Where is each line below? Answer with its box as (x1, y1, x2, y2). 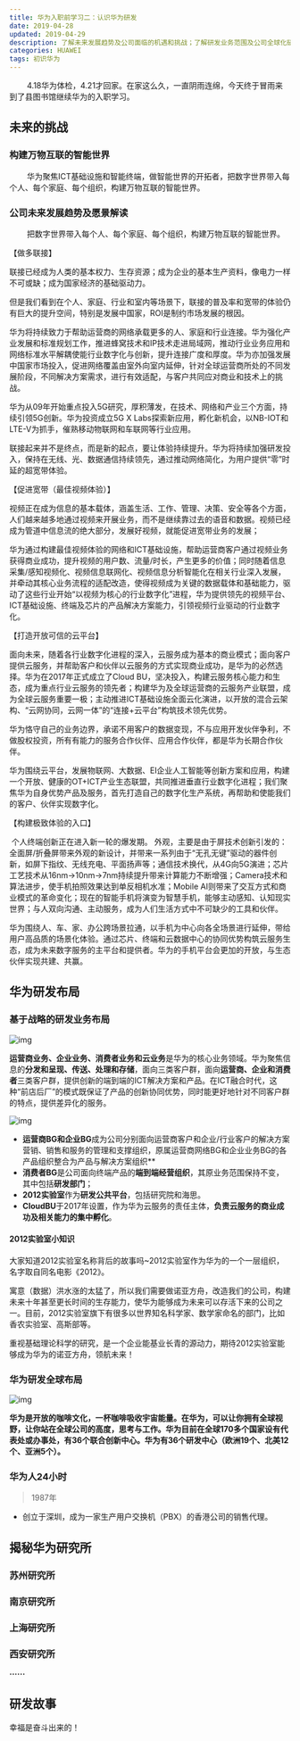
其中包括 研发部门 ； (21, 1178, 94, 1189)
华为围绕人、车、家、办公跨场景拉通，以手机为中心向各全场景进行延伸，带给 (9, 922, 291, 933)
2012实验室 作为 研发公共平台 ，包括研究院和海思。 (21, 1189, 205, 1200)
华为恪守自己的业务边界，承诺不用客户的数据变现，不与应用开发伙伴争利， (9, 724, 283, 734)
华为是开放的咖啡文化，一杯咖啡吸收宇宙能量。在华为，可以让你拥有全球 (9, 1413, 275, 1423)
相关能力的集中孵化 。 (37, 1211, 117, 1223)
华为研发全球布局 (9, 1373, 83, 1386)
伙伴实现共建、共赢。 (9, 956, 87, 966)
